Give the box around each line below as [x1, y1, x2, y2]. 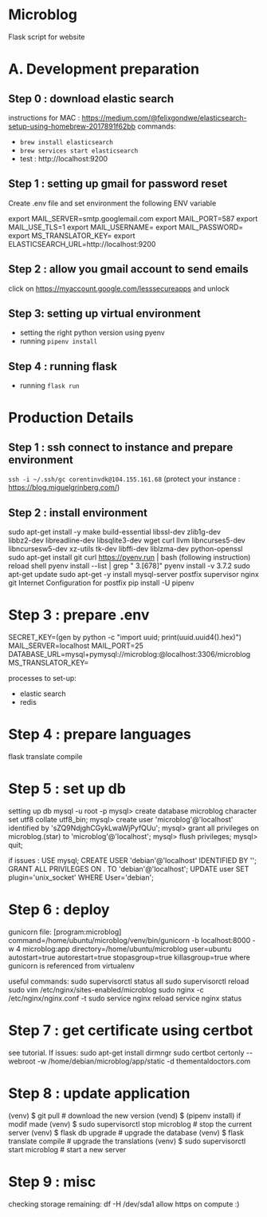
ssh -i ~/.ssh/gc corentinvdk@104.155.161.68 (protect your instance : [8, 474, 241, 484]
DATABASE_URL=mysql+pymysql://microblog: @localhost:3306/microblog [8, 649, 251, 658]
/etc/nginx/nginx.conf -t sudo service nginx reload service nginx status [8, 993, 242, 1003]
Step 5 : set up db [8, 780, 126, 798]
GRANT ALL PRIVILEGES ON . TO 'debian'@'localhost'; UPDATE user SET [8, 864, 249, 873]
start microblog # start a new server [8, 1144, 127, 1154]
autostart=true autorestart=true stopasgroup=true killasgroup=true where [8, 953, 251, 962]
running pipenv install [19, 336, 98, 346]
